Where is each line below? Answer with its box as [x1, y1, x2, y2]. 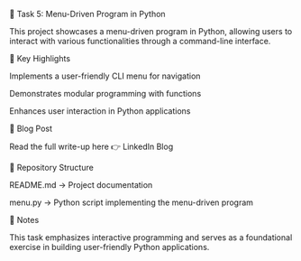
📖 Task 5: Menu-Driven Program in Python [9, 9, 166, 19]
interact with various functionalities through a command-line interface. [9, 36, 271, 46]
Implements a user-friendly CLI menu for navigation [9, 70, 201, 81]
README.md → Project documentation [9, 180, 153, 190]
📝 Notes [9, 215, 40, 225]
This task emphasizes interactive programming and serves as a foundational [9, 232, 293, 243]
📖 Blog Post [9, 123, 52, 134]
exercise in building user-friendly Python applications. [9, 242, 210, 252]
